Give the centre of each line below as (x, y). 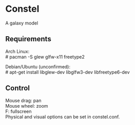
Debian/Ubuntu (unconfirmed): (38, 66)
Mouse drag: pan (23, 101)
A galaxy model (22, 23)
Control (17, 88)
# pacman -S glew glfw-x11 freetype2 (45, 57)
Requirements (28, 39)
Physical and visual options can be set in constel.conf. (63, 117)
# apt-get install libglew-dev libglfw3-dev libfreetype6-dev (67, 72)
